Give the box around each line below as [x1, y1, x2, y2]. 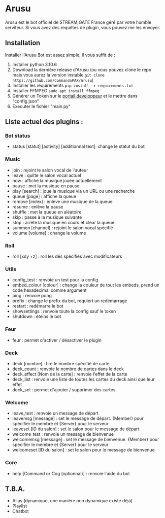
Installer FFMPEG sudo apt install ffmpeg [12, 87, 99, 94]
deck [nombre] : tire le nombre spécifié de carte [12, 360, 110, 366]
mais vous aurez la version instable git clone [12, 72, 105, 78]
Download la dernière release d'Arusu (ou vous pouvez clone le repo [12, 67, 152, 72]
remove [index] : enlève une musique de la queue [12, 198, 113, 205]
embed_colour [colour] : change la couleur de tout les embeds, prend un [12, 282, 160, 288]
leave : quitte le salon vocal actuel [12, 172, 81, 178]
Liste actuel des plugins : [5, 118, 84, 126]
